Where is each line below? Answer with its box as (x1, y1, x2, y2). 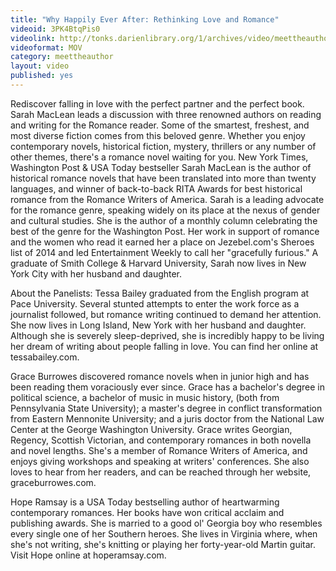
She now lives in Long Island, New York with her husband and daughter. (10, 319, 307, 331)
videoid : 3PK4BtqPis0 (10, 24, 101, 34)
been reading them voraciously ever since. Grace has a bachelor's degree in (10, 381, 325, 393)
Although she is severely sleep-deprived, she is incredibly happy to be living (10, 329, 325, 341)
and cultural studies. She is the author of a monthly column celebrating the (10, 214, 318, 226)
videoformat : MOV (10, 42, 83, 53)
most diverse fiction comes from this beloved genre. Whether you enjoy (10, 129, 306, 141)
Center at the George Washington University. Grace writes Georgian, (10, 423, 293, 435)
